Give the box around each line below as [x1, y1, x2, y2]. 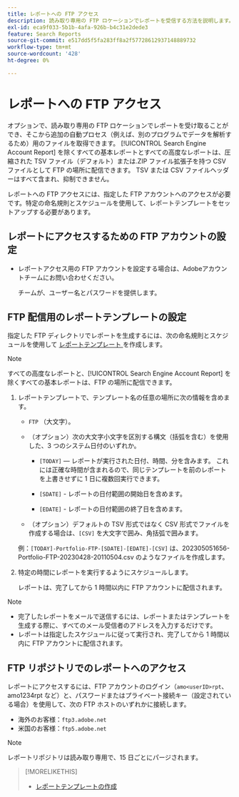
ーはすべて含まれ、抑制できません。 [7, 174, 113, 183]
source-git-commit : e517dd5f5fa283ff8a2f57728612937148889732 [7, 37, 196, 44]
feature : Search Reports [7, 30, 81, 38]
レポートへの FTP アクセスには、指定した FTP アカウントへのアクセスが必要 [7, 190, 231, 198]
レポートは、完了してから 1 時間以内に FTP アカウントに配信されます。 [17, 583, 226, 592]
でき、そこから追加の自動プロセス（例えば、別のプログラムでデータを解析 [7, 130, 226, 138]
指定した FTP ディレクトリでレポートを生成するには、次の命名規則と [7, 331, 210, 340]
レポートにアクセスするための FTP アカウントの [7, 230, 217, 243]
